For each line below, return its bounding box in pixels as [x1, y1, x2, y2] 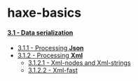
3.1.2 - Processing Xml [17, 51, 83, 60]
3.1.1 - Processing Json [17, 44, 84, 52]
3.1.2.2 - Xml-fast [27, 66, 78, 75]
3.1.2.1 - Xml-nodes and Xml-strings [27, 59, 131, 67]
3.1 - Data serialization [7, 28, 74, 36]
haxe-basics [7, 5, 82, 21]
